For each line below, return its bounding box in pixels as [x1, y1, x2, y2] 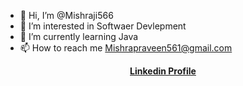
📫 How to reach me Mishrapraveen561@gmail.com [19, 42, 233, 54]
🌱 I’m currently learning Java [19, 31, 139, 42]
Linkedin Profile [129, 65, 197, 77]
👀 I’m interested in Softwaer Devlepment [19, 20, 187, 32]
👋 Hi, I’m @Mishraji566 [19, 10, 114, 21]
